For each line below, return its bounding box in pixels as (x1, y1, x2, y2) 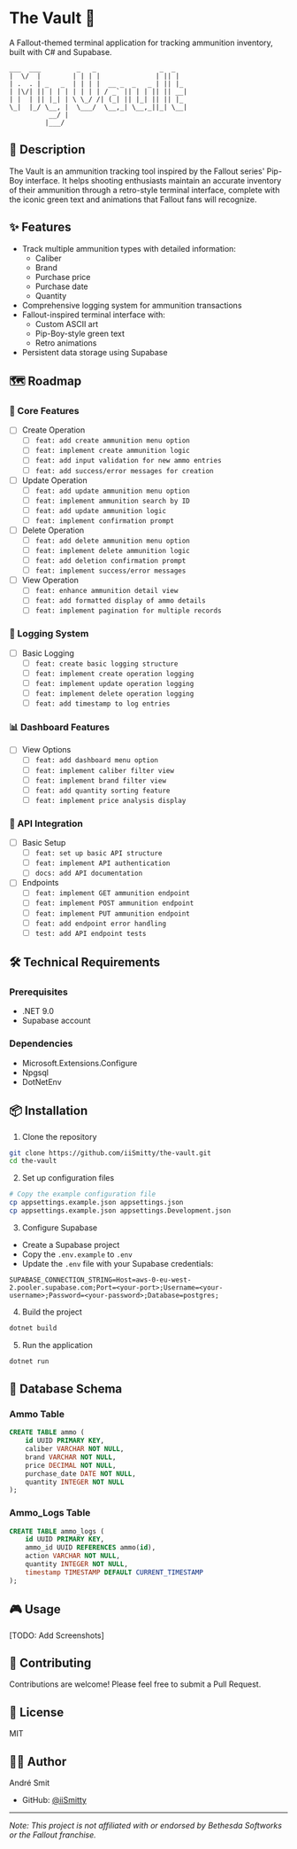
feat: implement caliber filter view (34, 766, 175, 775)
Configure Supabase (21, 1222, 98, 1233)
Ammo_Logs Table (9, 1507, 91, 1519)
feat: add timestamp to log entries (34, 699, 171, 708)
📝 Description (9, 142, 86, 158)
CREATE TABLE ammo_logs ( (9, 1526, 104, 1536)
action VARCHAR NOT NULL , (25, 1551, 121, 1561)
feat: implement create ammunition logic (34, 447, 190, 456)
